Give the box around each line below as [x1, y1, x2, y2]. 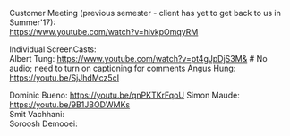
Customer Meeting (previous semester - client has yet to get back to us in [9, 8, 282, 18]
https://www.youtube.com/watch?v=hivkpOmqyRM [9, 27, 199, 37]
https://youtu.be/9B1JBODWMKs [9, 99, 131, 110]
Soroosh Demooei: [9, 118, 78, 129]
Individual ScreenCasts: [9, 44, 97, 55]
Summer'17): [9, 17, 56, 28]
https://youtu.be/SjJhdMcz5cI [9, 72, 119, 83]
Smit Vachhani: [9, 109, 65, 119]
